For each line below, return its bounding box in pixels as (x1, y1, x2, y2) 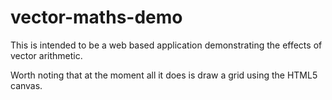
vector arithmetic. (10, 49, 83, 61)
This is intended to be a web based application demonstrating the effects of (10, 39, 323, 51)
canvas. (10, 79, 43, 91)
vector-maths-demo (10, 6, 183, 29)
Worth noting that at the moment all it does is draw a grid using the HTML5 (10, 69, 318, 81)
